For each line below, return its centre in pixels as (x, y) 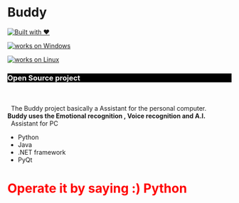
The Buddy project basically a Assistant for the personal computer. (108, 109)
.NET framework (42, 153)
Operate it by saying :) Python (97, 188)
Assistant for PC (34, 124)
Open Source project (44, 77)
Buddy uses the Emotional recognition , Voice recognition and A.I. (107, 116)
